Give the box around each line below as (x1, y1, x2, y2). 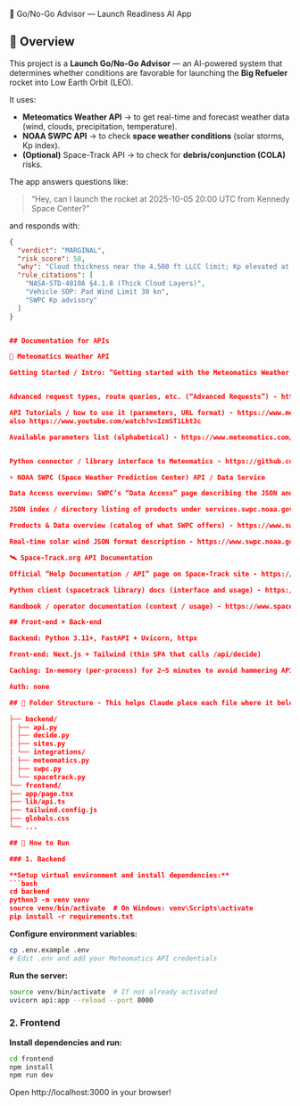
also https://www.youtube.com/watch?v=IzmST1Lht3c (9, 416, 202, 426)
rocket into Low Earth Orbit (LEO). (9, 77, 134, 87)
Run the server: (9, 969, 69, 981)
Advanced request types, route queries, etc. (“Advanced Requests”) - (9, 393, 278, 402)
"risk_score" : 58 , (17, 254, 87, 263)
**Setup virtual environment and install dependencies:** (9, 870, 229, 879)
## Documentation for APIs (9, 336, 110, 345)
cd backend (9, 887, 50, 896)
